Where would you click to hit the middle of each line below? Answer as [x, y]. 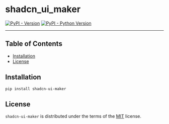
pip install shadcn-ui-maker [36, 89]
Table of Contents [34, 44]
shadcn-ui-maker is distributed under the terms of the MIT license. [73, 116]
